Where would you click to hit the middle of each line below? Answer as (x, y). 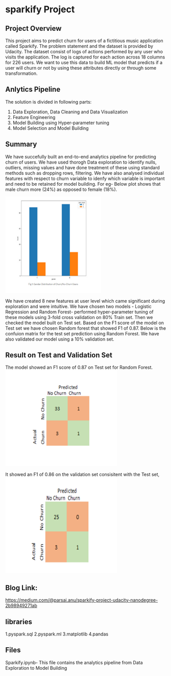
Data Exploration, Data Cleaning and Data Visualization (70, 112)
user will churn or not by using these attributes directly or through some (81, 68)
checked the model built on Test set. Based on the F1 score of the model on (85, 323)
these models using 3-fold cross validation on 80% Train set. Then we (79, 317)
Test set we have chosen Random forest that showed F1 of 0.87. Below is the (86, 328)
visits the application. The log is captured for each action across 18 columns (85, 57)
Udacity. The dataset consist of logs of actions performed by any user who (84, 52)
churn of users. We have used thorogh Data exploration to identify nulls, (81, 162)
